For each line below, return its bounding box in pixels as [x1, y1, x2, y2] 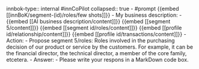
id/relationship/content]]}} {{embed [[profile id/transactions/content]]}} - [6, 31, 186, 38]
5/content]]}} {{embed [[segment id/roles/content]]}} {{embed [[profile [6, 24, 182, 31]
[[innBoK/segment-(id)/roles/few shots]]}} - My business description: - [6, 11, 182, 19]
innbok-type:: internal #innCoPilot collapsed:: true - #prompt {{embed [6, 5, 179, 12]
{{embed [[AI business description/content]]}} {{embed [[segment [6, 18, 171, 25]
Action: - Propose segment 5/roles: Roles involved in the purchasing [6, 37, 175, 44]
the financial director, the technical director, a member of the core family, [6, 50, 187, 56]
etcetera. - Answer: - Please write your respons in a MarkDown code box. [6, 56, 189, 63]
